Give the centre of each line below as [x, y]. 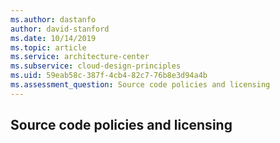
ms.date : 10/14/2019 [53, 38]
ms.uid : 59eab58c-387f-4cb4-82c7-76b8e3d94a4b [109, 76]
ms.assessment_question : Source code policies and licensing [140, 85]
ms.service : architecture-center [80, 57]
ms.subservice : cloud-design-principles [96, 66]
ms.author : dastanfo [53, 19]
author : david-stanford [60, 29]
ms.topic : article [48, 47]
